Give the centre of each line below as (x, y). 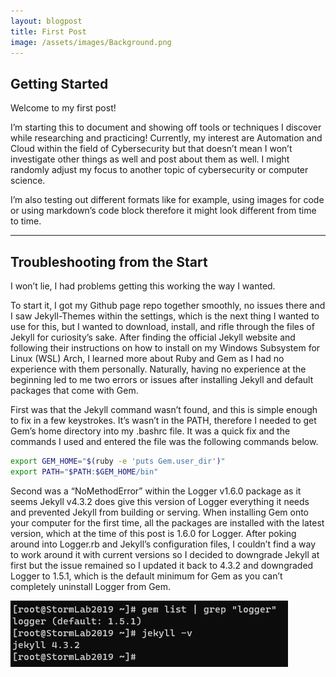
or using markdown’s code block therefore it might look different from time (163, 211)
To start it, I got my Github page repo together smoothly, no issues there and (168, 305)
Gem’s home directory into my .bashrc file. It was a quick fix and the (150, 431)
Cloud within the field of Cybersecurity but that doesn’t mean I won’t (151, 149)
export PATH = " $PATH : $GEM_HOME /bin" (84, 471)
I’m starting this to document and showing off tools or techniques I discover (166, 127)
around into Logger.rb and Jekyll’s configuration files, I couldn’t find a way (163, 544)
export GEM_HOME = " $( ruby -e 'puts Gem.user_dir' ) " (118, 461)
